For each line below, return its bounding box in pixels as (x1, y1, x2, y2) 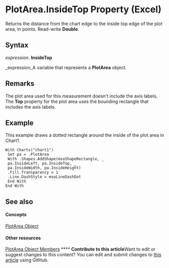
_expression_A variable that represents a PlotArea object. (5, 64, 127, 70)
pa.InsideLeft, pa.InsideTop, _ (7, 161, 77, 166)
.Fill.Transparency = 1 (7, 170, 58, 175)
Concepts (5, 212, 27, 218)
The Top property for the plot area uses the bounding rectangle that (5, 98, 149, 105)
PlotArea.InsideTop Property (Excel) (5, 4, 162, 15)
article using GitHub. (5, 257, 49, 263)
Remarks (5, 79, 35, 88)
